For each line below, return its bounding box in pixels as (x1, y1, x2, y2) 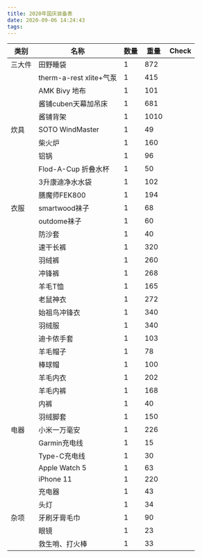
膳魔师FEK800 (38, 191, 86, 200)
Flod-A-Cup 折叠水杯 (38, 164, 110, 174)
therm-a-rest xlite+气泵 (38, 73, 117, 83)
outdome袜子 (38, 216, 82, 226)
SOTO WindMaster (38, 125, 99, 134)
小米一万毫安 (38, 425, 81, 435)
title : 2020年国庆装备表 (7, 10, 73, 17)
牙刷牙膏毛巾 (38, 513, 81, 523)
